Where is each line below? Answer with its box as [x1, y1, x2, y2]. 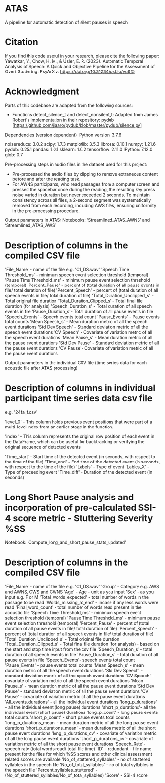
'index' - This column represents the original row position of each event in [5, 433, 155, 439]
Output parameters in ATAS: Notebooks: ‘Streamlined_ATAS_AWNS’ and [5, 217, 150, 223]
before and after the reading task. [12, 176, 81, 182]
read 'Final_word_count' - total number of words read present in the [5, 605, 142, 610]
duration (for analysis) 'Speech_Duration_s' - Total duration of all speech [5, 303, 152, 309]
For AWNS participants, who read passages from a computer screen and [12, 181, 160, 187]
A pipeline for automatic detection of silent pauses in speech [5, 19, 128, 25]
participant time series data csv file [5, 392, 153, 404]
